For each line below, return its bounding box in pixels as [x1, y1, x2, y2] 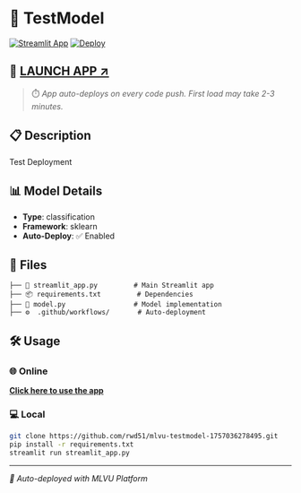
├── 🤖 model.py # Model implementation [9, 300, 222, 309]
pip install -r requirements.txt [9, 440, 134, 449]
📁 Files [9, 257, 47, 272]
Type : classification [21, 212, 96, 222]
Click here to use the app [9, 385, 105, 395]
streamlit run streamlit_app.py [9, 448, 130, 457]
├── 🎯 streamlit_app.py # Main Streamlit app [9, 281, 215, 290]
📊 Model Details [9, 183, 103, 198]
